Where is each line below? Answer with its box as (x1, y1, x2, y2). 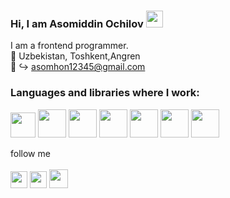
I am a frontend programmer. (10, 40, 129, 52)
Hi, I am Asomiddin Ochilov (10, 16, 144, 30)
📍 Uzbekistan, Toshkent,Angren (10, 50, 141, 62)
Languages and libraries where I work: (10, 86, 200, 100)
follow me (10, 147, 51, 159)
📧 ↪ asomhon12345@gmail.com (10, 61, 146, 73)
